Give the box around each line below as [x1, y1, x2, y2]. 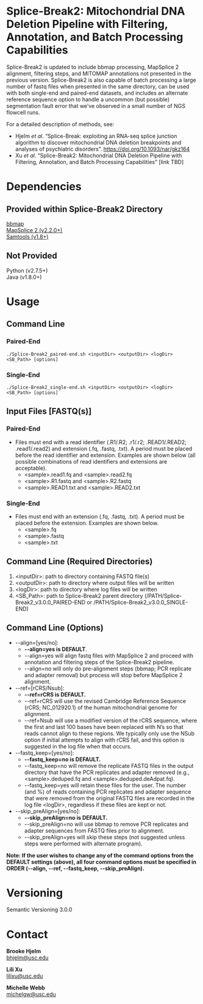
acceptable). [15, 464, 48, 472]
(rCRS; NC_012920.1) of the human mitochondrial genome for [24, 703, 178, 711]
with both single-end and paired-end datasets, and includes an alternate [6, 89, 188, 96]
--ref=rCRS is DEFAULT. [24, 690, 87, 698]
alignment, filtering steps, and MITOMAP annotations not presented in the [6, 70, 191, 77]
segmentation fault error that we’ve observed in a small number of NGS [6, 102, 186, 109]
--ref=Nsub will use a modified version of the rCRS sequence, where [24, 717, 198, 724]
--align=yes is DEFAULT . [24, 645, 87, 653]
